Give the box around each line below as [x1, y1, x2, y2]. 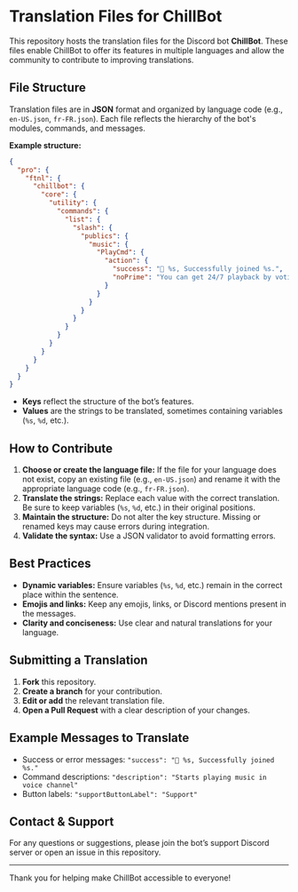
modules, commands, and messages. [9, 123, 146, 133]
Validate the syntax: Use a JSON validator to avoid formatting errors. [21, 530, 277, 541]
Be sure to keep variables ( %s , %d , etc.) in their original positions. [21, 502, 255, 513]
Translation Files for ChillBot [9, 6, 223, 27]
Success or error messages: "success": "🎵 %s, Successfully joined [21, 753, 275, 765]
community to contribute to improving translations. [9, 54, 194, 65]
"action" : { [104, 256, 149, 266]
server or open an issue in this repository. [9, 847, 161, 858]
